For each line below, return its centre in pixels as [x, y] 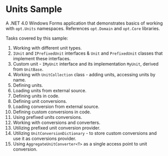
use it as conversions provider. [44, 138]
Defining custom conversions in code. [52, 112]
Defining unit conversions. [40, 101]
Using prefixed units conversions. [47, 117]
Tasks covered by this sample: [37, 38]
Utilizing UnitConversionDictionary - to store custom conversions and [85, 133]
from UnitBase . [28, 69]
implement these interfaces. [42, 58]
